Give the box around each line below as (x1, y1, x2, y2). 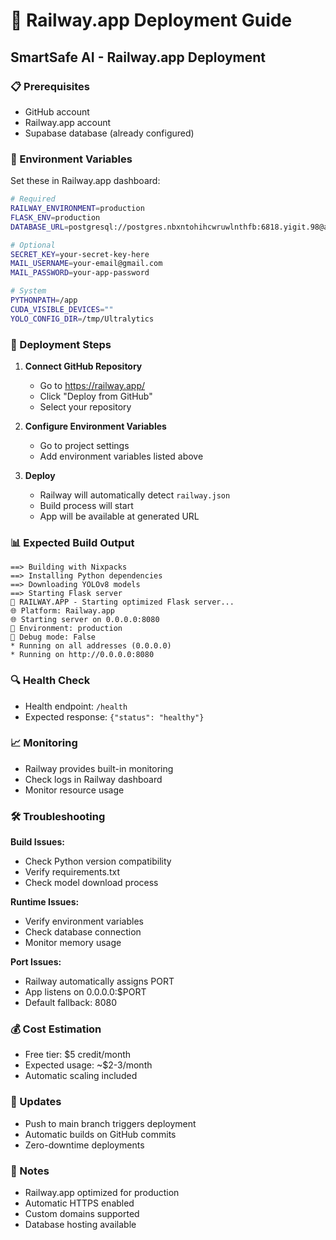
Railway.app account (24, 116, 112, 128)
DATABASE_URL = (10, 222, 70, 232)
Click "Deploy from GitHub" (39, 390, 153, 402)
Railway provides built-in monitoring (24, 762, 174, 774)
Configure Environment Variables (24, 420, 167, 432)
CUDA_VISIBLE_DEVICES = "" (10, 304, 114, 314)
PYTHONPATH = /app (10, 295, 78, 306)
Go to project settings (39, 439, 130, 451)
